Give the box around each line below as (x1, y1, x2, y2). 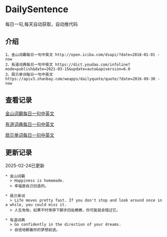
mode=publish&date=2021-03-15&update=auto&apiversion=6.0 (5, 66, 130, 72)
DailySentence (5, 4, 69, 15)
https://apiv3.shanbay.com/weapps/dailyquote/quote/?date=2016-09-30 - (5, 76, 160, 81)
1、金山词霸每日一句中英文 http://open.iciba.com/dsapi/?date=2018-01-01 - (5, 52, 160, 57)
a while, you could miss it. (5, 202, 67, 208)
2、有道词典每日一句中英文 (5, 62, 53, 67)
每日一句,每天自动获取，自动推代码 (5, 21, 78, 27)
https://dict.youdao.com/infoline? (55, 62, 130, 67)
